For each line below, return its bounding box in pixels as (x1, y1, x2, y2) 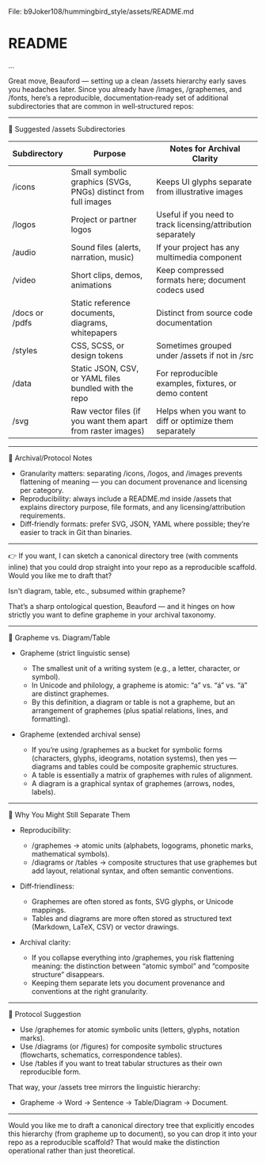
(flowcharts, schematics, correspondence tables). (19, 1049, 183, 1059)
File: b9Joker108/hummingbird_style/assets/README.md (8, 7, 194, 16)
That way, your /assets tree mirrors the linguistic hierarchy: (8, 1082, 200, 1092)
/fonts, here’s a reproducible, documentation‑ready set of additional (8, 93, 229, 102)
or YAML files (70, 372, 121, 383)
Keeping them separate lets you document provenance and (31, 978, 226, 988)
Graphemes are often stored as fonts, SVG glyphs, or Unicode (31, 896, 234, 906)
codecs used (156, 284, 204, 295)
